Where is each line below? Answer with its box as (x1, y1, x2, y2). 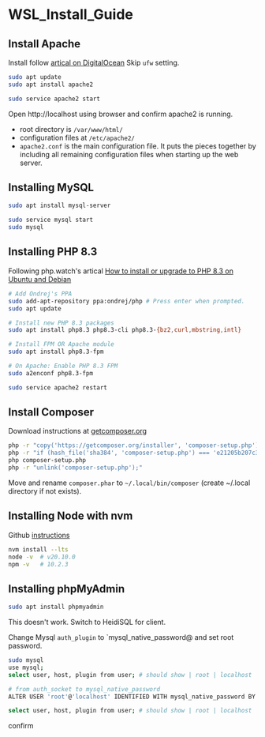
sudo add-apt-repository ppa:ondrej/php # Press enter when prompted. (8, 297, 245, 305)
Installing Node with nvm (8, 510, 133, 523)
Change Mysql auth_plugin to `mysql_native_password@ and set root (8, 633, 234, 642)
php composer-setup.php (8, 457, 87, 464)
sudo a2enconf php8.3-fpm (8, 369, 93, 377)
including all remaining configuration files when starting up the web (19, 149, 239, 159)
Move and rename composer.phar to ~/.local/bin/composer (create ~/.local (8, 478, 251, 487)
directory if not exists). (8, 486, 82, 495)
